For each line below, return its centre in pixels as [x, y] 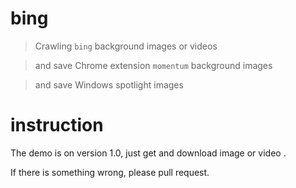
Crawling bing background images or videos [126, 46]
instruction [57, 125]
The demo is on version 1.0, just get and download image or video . [148, 153]
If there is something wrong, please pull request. [110, 172]
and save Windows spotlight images [109, 84]
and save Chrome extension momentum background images [153, 65]
